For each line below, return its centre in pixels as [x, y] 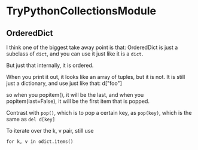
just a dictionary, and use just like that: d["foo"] [64, 83]
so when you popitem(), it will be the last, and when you [75, 95]
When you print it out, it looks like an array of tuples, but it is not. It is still [96, 77]
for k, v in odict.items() [40, 142]
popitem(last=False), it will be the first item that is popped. [78, 101]
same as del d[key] [31, 119]
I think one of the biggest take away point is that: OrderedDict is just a [92, 47]
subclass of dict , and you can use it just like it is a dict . [75, 54]
